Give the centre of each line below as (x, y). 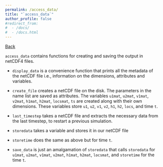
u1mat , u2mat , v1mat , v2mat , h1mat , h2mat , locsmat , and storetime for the (83, 155)
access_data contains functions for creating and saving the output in (74, 56)
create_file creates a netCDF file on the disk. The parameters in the (82, 91)
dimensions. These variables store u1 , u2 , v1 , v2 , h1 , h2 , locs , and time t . (85, 106)
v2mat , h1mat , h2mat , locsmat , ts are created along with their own (77, 101)
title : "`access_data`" (30, 14)
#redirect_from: (22, 23)
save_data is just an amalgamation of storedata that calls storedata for (84, 150)
